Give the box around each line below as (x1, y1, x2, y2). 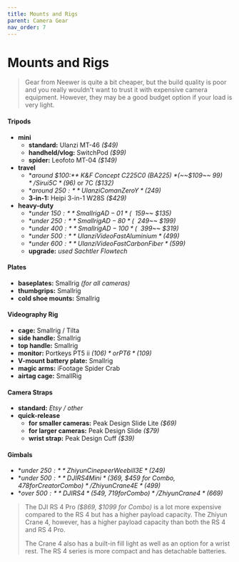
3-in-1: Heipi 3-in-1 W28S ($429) (28, 193, 127, 202)
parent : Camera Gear (7, 17, 69, 24)
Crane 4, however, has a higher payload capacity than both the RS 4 (24, 518, 226, 526)
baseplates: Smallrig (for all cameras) (17, 279, 131, 287)
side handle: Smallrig (17, 333, 81, 342)
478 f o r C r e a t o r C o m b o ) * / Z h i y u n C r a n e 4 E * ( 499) (17, 481, 161, 490)
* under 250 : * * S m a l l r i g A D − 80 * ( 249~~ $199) (28, 216, 176, 225)
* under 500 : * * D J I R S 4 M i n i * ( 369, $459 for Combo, (17, 474, 176, 482)
